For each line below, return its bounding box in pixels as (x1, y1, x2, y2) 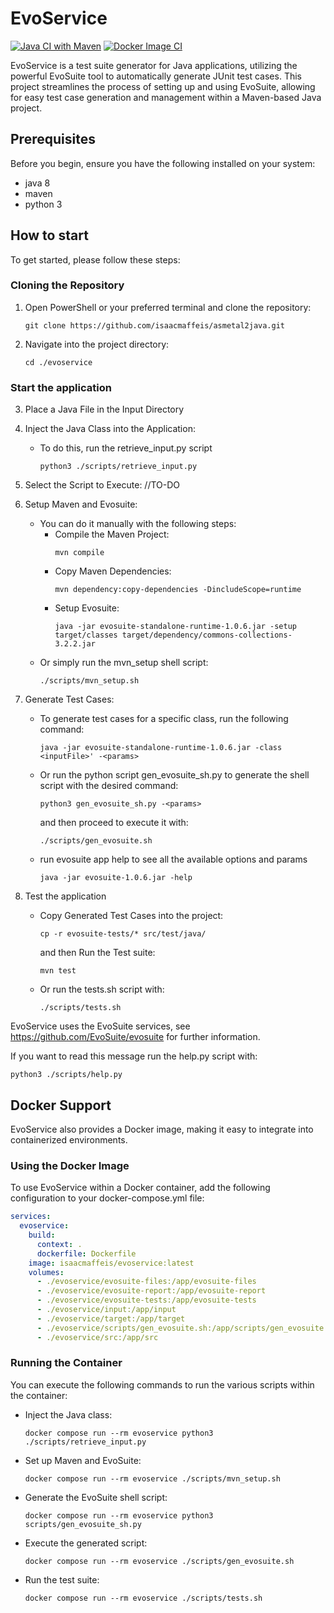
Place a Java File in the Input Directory (24, 403, 185, 416)
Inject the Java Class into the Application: (24, 423, 196, 435)
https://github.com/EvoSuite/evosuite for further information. (10, 1031, 261, 1043)
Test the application (24, 890, 107, 902)
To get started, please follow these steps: (10, 253, 181, 266)
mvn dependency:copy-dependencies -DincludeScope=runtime (54, 585, 302, 595)
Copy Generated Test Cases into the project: (39, 910, 224, 922)
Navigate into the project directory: (24, 338, 170, 350)
